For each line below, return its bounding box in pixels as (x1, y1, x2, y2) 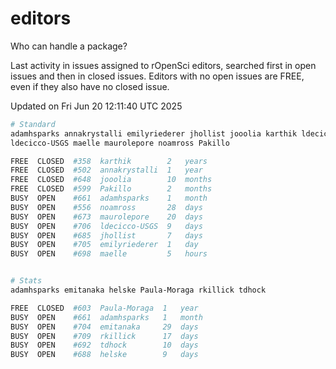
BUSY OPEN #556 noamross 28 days (10, 202, 203, 212)
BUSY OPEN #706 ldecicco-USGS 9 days (10, 221, 203, 231)
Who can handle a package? (10, 40, 128, 52)
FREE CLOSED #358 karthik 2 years (10, 156, 208, 166)
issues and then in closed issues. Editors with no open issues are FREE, (10, 70, 305, 82)
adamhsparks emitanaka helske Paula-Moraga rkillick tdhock (10, 285, 267, 296)
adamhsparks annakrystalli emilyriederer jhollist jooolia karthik (10, 128, 298, 139)
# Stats (10, 276, 43, 286)
